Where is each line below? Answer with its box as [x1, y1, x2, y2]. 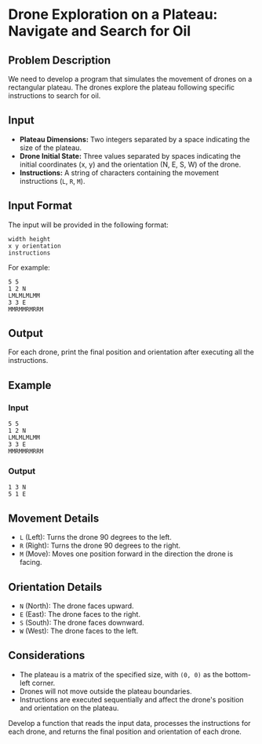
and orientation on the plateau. [19, 703, 119, 713]
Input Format [8, 199, 73, 213]
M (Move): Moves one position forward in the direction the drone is [19, 549, 234, 559]
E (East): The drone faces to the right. [19, 610, 141, 619]
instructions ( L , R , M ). [19, 176, 86, 185]
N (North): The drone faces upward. [19, 601, 135, 610]
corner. [31, 678, 56, 687]
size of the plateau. [19, 143, 82, 152]
